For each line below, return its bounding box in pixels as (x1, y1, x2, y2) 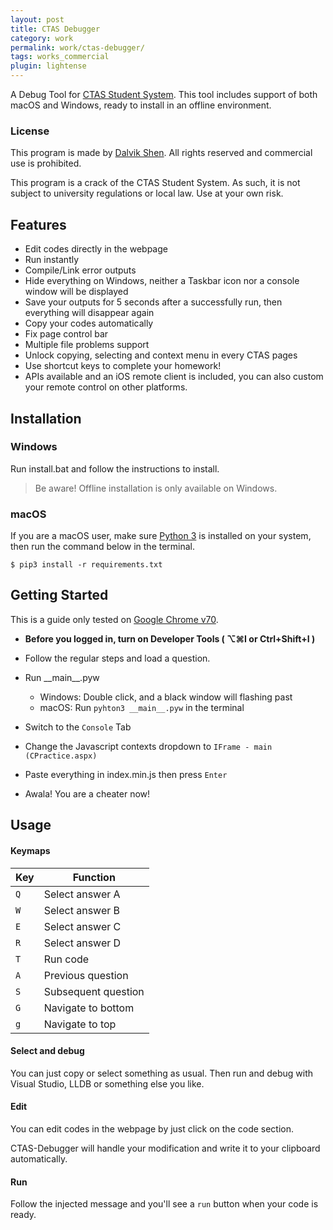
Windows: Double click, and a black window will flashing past (39, 691, 293, 703)
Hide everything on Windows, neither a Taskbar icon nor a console (24, 275, 300, 287)
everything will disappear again (24, 307, 155, 319)
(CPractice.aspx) (24, 751, 98, 761)
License (10, 124, 50, 138)
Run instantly (24, 254, 80, 266)
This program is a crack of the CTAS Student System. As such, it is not (10, 177, 301, 189)
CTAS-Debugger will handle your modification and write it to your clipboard (10, 1142, 321, 1154)
